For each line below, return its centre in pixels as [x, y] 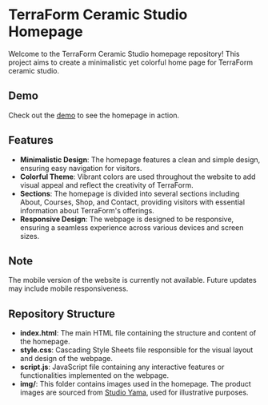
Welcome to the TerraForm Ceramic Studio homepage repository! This [124, 54]
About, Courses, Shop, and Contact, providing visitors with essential [132, 202]
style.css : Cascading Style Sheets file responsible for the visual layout [136, 350]
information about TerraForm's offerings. [87, 210]
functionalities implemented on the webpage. [94, 375]
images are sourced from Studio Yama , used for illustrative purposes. [134, 392]
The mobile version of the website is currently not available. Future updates [133, 280]
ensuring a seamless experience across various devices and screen [132, 227]
